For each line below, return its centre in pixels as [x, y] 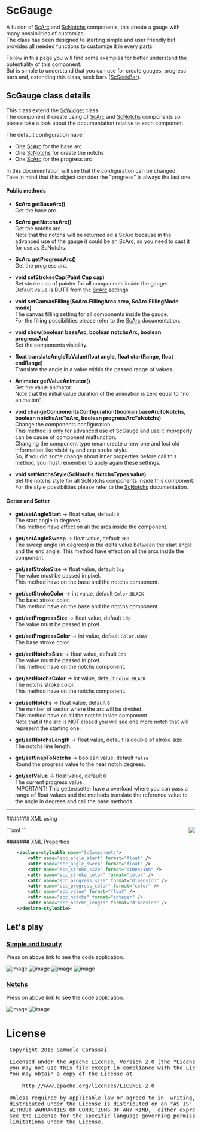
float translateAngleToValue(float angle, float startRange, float [94, 356]
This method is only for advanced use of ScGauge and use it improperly [103, 431]
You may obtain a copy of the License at [71, 1074]
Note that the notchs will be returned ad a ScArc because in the [93, 235]
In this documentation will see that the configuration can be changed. [92, 170]
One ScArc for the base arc [48, 146]
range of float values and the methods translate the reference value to [101, 795]
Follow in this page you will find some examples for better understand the [97, 58]
